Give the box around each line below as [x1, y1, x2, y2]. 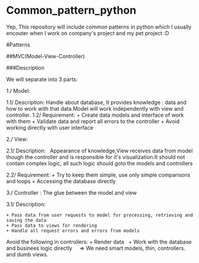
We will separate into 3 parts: [6, 76, 78, 83]
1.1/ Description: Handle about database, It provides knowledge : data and [6, 99, 186, 106]
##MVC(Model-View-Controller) [6, 52, 85, 60]
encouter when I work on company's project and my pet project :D [6, 29, 169, 36]
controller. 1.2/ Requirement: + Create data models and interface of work [6, 111, 184, 118]
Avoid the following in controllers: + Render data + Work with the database [6, 238, 192, 245]
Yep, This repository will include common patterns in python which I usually [6, 23, 192, 30]
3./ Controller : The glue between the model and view [6, 189, 137, 196]
